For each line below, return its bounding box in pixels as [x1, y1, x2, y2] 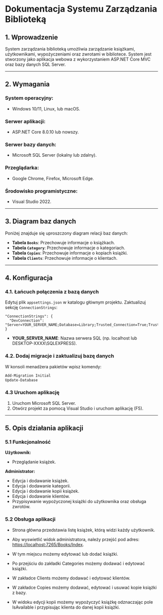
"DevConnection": [9, 318, 45, 323]
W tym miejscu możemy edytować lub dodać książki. [12, 551, 118, 557]
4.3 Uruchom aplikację [5, 389, 60, 396]
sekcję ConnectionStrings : [5, 305, 58, 310]
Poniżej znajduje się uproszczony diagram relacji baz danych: [5, 230, 128, 236]
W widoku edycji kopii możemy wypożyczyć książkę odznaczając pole [12, 599, 153, 605]
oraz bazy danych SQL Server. [5, 62, 66, 67]
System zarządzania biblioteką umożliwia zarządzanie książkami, [5, 46, 135, 52]
